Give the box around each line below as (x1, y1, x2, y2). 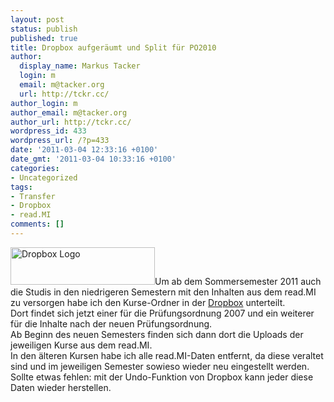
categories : (10, 163, 60, 173)
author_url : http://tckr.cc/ (10, 117, 132, 127)
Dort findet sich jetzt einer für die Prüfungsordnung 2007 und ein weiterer (10, 307, 315, 319)
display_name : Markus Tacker (19, 61, 141, 71)
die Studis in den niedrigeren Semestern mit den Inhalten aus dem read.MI (10, 286, 317, 298)
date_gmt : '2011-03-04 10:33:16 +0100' (10, 154, 177, 164)
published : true (10, 33, 78, 43)
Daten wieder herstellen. (10, 381, 112, 393)
